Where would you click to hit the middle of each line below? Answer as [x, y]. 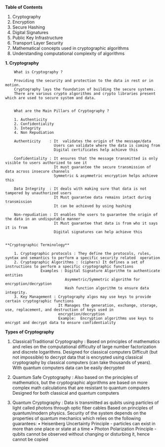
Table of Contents [24, 7]
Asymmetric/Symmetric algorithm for [103, 280]
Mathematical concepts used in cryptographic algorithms [71, 48]
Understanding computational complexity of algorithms [68, 53]
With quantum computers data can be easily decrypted [68, 368]
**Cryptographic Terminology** [37, 245]
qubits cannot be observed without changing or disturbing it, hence [81, 434]
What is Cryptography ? [39, 72]
